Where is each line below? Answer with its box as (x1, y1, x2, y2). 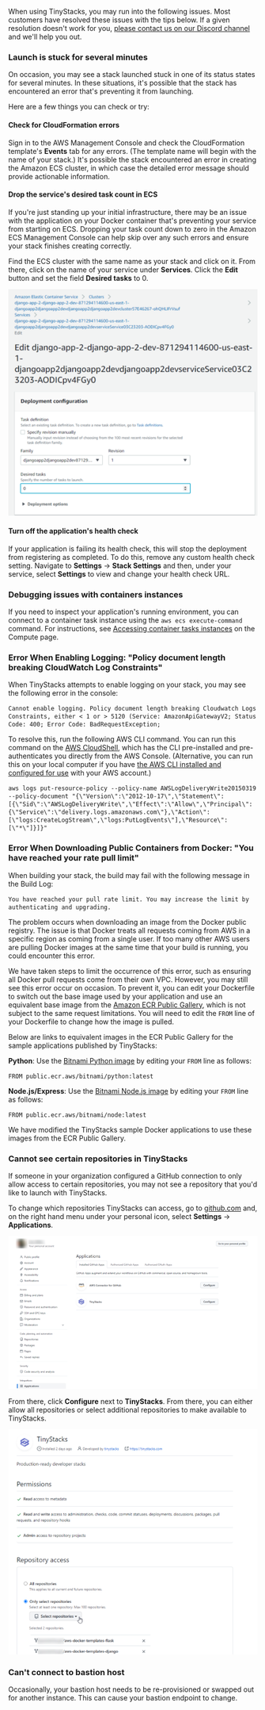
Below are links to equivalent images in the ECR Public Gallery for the (8, 1032, 233, 1041)
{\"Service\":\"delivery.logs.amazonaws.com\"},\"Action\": (8, 808, 211, 816)
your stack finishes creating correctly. (8, 241, 132, 251)
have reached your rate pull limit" (8, 853, 140, 864)
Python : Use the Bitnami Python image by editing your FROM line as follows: (8, 1056, 252, 1065)
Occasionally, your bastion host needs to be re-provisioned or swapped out (8, 1685, 255, 1694)
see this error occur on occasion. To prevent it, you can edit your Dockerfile (8, 983, 256, 992)
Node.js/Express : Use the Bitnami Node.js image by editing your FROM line (8, 1086, 249, 1095)
